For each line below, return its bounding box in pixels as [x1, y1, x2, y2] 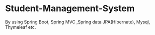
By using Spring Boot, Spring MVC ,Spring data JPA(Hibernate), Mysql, [5, 19, 150, 25]
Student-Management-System [5, 3, 135, 14]
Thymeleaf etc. [5, 24, 36, 30]
